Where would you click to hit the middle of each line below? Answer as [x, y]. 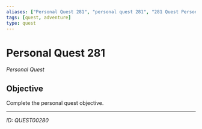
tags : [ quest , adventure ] [38, 17]
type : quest [21, 23]
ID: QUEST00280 [28, 121]
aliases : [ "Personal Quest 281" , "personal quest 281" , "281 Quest [93, 12]
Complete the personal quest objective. [55, 103]
